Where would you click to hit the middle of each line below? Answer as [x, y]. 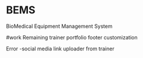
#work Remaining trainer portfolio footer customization [72, 37]
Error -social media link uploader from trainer [60, 48]
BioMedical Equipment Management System [59, 26]
